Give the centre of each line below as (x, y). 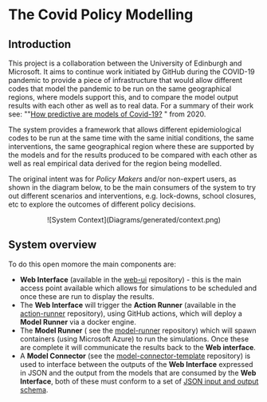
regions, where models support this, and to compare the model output (124, 97)
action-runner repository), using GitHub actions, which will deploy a (131, 313)
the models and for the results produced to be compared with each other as (133, 155)
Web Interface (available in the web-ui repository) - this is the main (130, 279)
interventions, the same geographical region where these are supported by (132, 146)
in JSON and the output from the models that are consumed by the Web (138, 372)
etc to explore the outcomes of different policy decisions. (102, 204)
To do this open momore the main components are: (92, 264)
